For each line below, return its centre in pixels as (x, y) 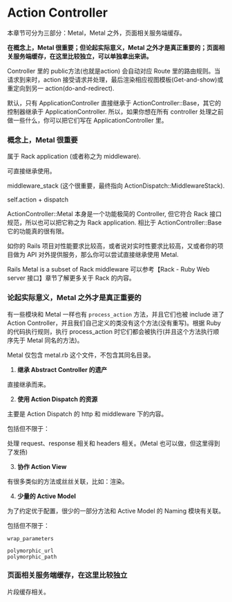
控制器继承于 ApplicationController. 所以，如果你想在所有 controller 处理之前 (116, 112)
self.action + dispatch (38, 200)
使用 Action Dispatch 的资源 (57, 399)
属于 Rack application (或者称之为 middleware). (74, 157)
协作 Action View (42, 466)
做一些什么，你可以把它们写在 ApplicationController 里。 (87, 120)
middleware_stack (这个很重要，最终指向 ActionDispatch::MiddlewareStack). (116, 186)
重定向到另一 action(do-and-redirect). (61, 88)
